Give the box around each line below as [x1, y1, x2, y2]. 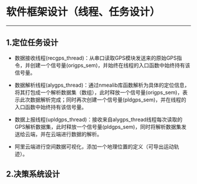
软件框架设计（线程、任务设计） [6, 5, 161, 19]
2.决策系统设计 [6, 169, 60, 179]
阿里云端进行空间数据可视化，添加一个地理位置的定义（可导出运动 [14, 143, 174, 150]
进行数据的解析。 [60, 130, 103, 138]
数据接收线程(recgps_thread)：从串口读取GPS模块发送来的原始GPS [14, 54, 177, 62]
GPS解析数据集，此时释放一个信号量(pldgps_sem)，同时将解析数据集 [14, 123, 182, 130]
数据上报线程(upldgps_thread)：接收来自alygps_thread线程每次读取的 [14, 115, 183, 123]
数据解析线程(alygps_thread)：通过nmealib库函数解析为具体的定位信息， [14, 81, 190, 88]
